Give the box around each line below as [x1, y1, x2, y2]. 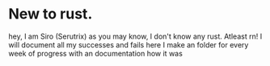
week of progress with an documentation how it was [8, 48, 184, 58]
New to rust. [8, 5, 93, 23]
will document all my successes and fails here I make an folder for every [8, 39, 249, 49]
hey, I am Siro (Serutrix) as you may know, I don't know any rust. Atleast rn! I [8, 31, 263, 41]
